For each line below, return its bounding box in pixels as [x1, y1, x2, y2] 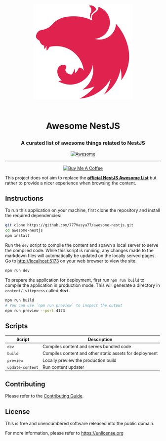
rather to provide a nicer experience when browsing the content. [5, 180, 137, 186]
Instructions [5, 194, 43, 203]
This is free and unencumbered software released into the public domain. [5, 420, 155, 426]
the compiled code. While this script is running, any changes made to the [5, 248, 154, 253]
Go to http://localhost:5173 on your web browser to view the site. [5, 258, 137, 264]
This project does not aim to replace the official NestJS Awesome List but [5, 175, 157, 180]
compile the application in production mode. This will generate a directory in [5, 282, 161, 288]
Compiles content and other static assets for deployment [42, 351, 158, 356]
